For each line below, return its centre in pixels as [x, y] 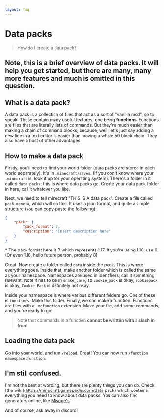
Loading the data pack [40, 341]
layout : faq [17, 10]
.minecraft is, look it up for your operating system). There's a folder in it [78, 178]
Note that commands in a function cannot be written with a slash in [86, 320]
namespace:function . [26, 358]
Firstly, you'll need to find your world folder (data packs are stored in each [80, 168]
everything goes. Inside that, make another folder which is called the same [81, 270]
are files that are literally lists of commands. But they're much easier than [79, 125]
